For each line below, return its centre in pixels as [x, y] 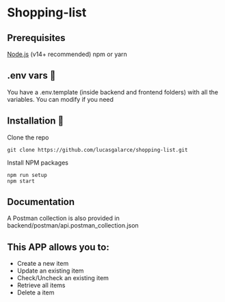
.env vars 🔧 [31, 75]
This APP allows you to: [58, 247]
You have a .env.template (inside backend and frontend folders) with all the [113, 92]
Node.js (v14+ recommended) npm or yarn [67, 54]
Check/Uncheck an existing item [63, 278]
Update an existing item [50, 271]
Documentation [41, 202]
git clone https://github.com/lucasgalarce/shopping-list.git [97, 150]
